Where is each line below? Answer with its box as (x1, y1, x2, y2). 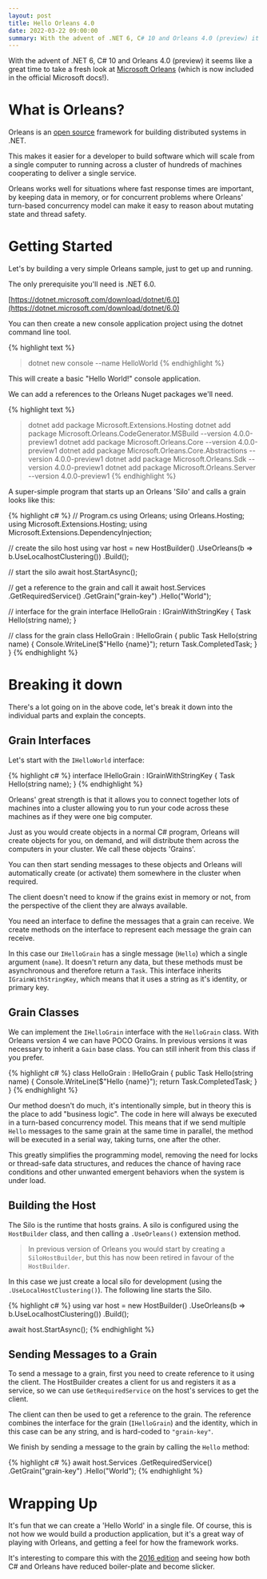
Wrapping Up (8, 1494, 98, 1513)
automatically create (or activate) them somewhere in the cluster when (8, 868, 241, 877)
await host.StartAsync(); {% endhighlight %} (8, 1325, 154, 1334)
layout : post (8, 11, 52, 20)
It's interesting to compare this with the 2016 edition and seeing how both (8, 1553, 250, 1563)
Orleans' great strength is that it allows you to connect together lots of (8, 794, 240, 804)
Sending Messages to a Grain (8, 1347, 157, 1361)
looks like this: (8, 495, 56, 505)
